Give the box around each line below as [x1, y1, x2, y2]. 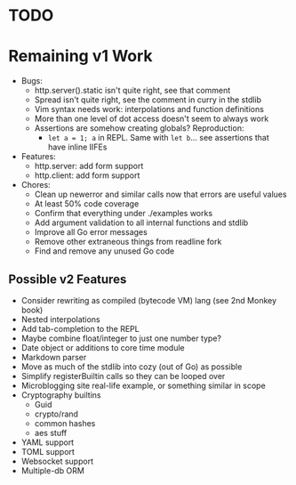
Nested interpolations [20, 313, 101, 325]
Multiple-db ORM [20, 465, 85, 476]
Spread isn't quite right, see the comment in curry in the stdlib [34, 94, 262, 105]
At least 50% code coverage [34, 198, 140, 209]
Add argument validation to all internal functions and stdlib [34, 217, 249, 228]
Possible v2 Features [8, 271, 127, 287]
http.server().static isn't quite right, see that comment [34, 85, 231, 96]
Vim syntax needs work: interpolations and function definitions [34, 104, 264, 115]
